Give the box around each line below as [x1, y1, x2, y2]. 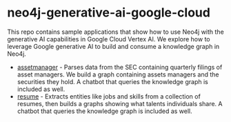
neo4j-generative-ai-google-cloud [7, 5, 210, 21]
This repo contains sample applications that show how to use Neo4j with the [7, 28, 224, 36]
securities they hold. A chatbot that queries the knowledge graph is [17, 77, 208, 85]
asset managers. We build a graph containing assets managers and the [17, 70, 219, 79]
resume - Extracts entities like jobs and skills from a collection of [17, 92, 201, 101]
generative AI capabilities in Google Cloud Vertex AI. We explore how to [7, 34, 210, 43]
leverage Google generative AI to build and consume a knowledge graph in [7, 42, 220, 50]
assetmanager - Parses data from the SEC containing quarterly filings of [17, 63, 223, 71]
